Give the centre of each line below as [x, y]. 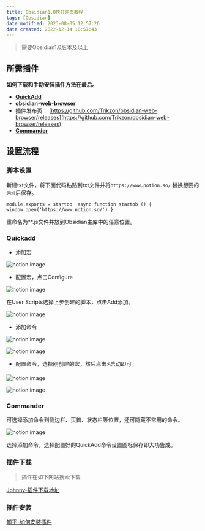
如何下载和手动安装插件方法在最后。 [52, 85]
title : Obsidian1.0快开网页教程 [45, 12]
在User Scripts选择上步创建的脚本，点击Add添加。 [70, 302]
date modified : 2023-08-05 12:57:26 [53, 23]
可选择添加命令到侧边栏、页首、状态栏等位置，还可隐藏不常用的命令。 [95, 420]
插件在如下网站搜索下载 [51, 477]
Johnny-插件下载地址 [33, 490]
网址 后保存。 [22, 192]
